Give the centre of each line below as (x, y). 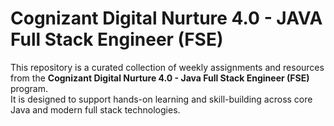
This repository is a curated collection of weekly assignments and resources (167, 67)
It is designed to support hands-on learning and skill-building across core (161, 99)
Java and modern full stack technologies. (95, 109)
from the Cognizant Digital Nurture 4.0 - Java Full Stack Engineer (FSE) (160, 78)
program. (29, 88)
